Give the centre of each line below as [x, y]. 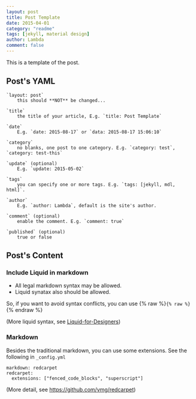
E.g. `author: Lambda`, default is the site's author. [87, 206]
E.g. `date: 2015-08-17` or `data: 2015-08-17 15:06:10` [90, 132]
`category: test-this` [34, 153]
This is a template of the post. [43, 62]
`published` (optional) [36, 232]
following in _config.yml [36, 357]
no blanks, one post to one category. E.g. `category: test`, [96, 148]
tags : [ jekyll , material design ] [48, 34]
